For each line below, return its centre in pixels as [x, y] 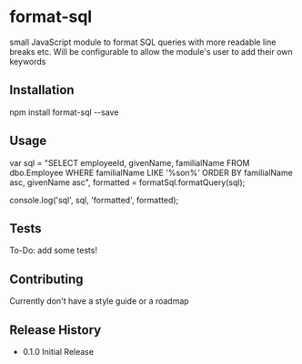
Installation [42, 90]
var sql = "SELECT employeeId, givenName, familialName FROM [130, 162]
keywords [28, 61]
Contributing [46, 279]
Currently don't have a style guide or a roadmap [99, 301]
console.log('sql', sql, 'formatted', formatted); [94, 200]
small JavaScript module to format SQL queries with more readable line [143, 42]
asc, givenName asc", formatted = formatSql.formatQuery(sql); [127, 182]
